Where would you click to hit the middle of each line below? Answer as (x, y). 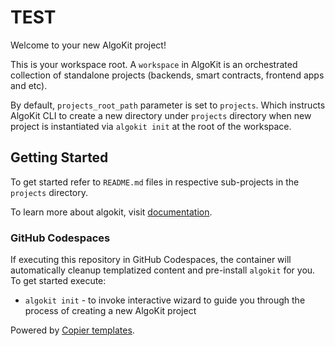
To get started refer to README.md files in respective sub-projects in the (155, 182)
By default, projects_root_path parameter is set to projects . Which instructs (168, 105)
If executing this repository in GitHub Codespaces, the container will (151, 260)
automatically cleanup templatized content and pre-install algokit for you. (163, 270)
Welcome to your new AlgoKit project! (88, 45)
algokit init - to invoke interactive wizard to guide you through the (165, 300)
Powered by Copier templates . (72, 330)
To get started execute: (58, 281)
